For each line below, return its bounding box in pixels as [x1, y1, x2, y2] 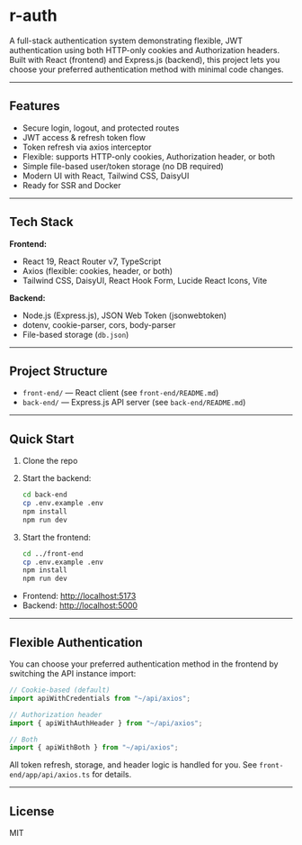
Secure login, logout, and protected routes [22, 123, 180, 133]
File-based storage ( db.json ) [22, 329, 129, 340]
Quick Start [9, 432, 75, 447]
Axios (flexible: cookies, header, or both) [22, 265, 173, 276]
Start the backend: [22, 473, 92, 484]
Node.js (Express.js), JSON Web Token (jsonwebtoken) [22, 310, 227, 321]
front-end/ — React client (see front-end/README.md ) [22, 387, 219, 398]
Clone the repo [22, 456, 78, 467]
